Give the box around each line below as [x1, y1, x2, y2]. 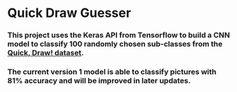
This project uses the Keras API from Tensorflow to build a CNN [7, 30, 231, 40]
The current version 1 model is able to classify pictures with [7, 67, 217, 77]
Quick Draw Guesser [7, 5, 131, 21]
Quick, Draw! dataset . [7, 48, 84, 58]
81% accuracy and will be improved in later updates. [7, 76, 192, 86]
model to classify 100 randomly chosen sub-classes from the [7, 39, 223, 49]
